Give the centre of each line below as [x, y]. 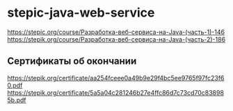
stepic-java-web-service [81, 13]
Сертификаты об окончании [72, 61]
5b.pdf [17, 100]
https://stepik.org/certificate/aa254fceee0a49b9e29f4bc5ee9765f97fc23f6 [116, 78]
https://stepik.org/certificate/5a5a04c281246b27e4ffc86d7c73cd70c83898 [116, 92]
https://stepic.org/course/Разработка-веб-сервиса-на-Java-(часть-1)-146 [116, 32]
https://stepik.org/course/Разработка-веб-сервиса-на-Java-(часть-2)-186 [116, 39]
